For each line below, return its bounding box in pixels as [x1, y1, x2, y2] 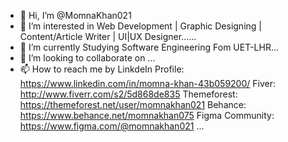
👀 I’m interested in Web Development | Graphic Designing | [19, 20, 262, 32]
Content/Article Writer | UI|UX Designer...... [19, 31, 197, 42]
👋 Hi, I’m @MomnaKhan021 [19, 10, 132, 21]
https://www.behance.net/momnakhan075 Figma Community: [19, 110, 275, 121]
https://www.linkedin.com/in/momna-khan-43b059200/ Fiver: [19, 78, 276, 89]
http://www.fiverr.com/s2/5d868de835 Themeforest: [19, 88, 238, 100]
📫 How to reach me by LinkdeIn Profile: [19, 63, 185, 75]
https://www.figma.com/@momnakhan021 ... [19, 120, 205, 132]
